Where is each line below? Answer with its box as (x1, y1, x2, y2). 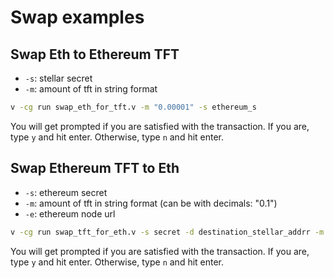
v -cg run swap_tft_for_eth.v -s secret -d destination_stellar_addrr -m (10, 227, 325, 237)
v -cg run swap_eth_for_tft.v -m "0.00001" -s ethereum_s (10, 102, 257, 112)
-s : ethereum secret (24, 186, 108, 198)
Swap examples (10, 6, 145, 29)
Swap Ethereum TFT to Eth (10, 160, 180, 177)
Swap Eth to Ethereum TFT (10, 46, 180, 63)
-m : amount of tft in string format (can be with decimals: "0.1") (24, 197, 278, 209)
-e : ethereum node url (24, 207, 116, 220)
